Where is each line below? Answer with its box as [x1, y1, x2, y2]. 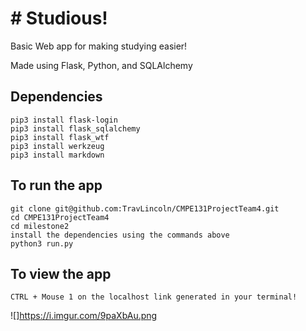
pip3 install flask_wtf [10, 132, 110, 142]
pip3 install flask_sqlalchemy [10, 123, 141, 134]
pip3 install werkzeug [10, 141, 105, 151]
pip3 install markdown [10, 150, 105, 160]
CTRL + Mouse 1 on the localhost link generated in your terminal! [10, 292, 298, 302]
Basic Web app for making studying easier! [10, 40, 188, 52]
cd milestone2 [10, 221, 70, 231]
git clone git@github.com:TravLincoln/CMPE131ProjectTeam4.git [10, 203, 280, 214]
